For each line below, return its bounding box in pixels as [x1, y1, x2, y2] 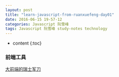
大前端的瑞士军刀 [5, 66, 41, 72]
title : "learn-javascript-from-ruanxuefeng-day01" [5, 12, 114, 17]
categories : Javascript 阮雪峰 [5, 21, 69, 27]
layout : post [5, 7, 33, 13]
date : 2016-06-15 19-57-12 [5, 17, 62, 22]
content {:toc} [12, 40, 42, 46]
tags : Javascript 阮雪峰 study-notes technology [5, 26, 108, 31]
